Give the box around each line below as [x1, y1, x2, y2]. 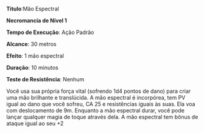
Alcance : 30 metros [6, 41, 57, 47]
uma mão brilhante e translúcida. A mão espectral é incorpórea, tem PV [6, 94, 186, 101]
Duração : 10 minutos [6, 64, 59, 71]
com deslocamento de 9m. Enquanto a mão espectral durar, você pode [6, 107, 185, 114]
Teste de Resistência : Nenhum [6, 76, 85, 83]
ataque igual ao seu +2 [6, 120, 64, 127]
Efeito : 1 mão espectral [6, 52, 64, 60]
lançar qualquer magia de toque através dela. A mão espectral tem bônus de [6, 114, 199, 120]
